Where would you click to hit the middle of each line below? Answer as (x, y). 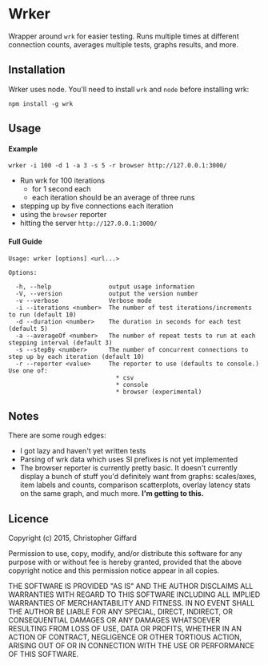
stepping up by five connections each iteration (96, 206)
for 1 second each (61, 189)
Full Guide (25, 241)
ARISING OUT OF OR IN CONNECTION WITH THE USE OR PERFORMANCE (131, 646)
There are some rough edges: (57, 435)
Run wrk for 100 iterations (62, 180)
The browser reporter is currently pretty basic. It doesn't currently (128, 468)
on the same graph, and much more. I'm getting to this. (112, 494)
